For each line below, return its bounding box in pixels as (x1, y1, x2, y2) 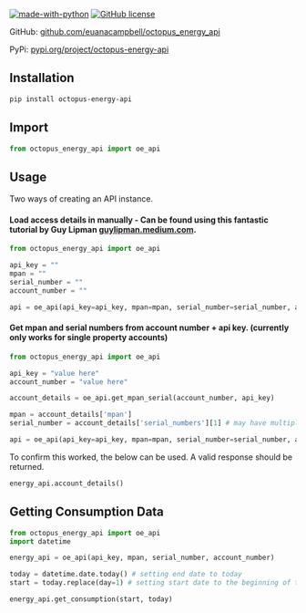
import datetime (9, 536, 71, 546)
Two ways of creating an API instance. (9, 193, 153, 204)
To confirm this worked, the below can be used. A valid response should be (9, 452, 293, 462)
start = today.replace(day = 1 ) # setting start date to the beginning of (9, 578, 291, 587)
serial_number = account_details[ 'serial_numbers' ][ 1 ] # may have (9, 419, 267, 428)
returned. (9, 461, 45, 472)
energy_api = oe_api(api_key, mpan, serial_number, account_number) (9, 553, 275, 563)
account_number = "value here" (9, 377, 128, 387)
